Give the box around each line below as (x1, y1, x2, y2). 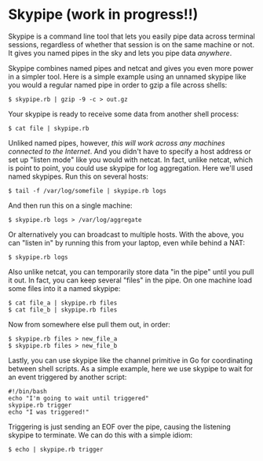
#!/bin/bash (8, 387, 47, 395)
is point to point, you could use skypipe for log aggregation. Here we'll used (8, 163, 254, 172)
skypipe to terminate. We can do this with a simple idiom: (8, 430, 193, 440)
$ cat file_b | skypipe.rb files (8, 305, 118, 314)
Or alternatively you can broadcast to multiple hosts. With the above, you (8, 230, 244, 239)
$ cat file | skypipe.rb (8, 124, 89, 132)
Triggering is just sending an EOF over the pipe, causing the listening (8, 422, 232, 431)
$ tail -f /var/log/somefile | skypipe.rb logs (8, 186, 167, 194)
